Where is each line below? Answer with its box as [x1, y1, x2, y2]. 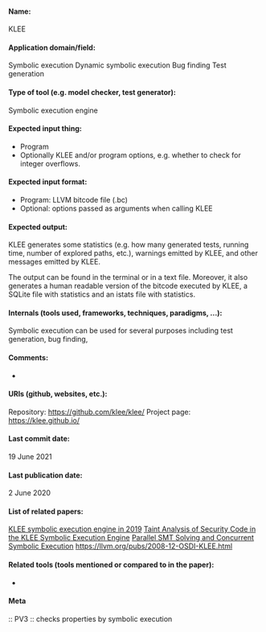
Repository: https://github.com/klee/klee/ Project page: [8, 407, 191, 417]
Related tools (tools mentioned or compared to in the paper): [8, 560, 215, 570]
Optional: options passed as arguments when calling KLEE [19, 203, 213, 213]
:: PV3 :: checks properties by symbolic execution [8, 614, 173, 623]
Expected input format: [8, 177, 88, 187]
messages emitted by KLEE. [8, 257, 100, 267]
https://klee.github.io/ [8, 415, 80, 425]
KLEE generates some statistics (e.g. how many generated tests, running [8, 240, 249, 249]
